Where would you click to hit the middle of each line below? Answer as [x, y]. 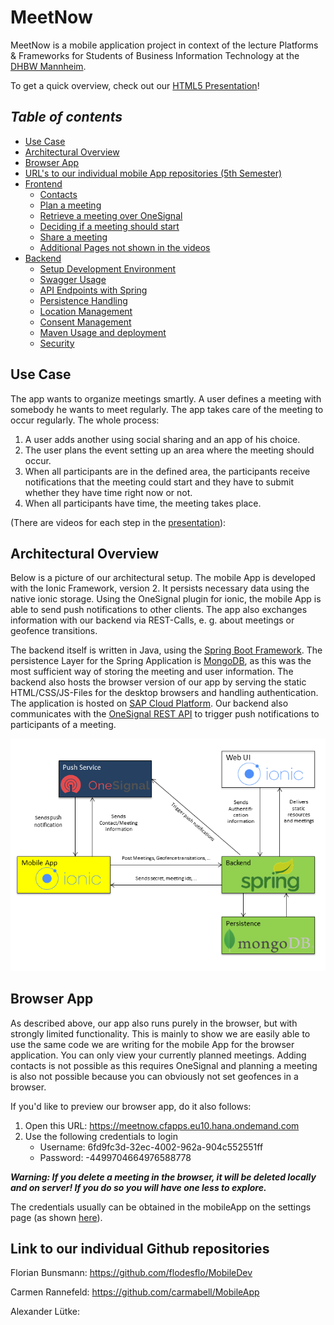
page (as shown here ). [56, 1217]
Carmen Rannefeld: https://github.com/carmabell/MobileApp [135, 1292]
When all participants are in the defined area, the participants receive [167, 471]
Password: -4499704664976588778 [115, 1157]
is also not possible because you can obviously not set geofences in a [154, 1076]
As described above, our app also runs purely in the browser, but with [154, 1023]
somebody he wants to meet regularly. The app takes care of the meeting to [167, 409]
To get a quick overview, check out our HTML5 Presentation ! [135, 85]
